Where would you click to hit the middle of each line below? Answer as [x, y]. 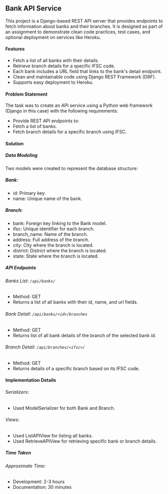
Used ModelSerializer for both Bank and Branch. [64, 408]
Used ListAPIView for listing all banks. [53, 435]
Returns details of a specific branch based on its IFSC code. [76, 368]
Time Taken [18, 453]
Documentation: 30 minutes [42, 487]
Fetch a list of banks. [35, 126]
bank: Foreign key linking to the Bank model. [60, 223]
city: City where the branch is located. [53, 245]
